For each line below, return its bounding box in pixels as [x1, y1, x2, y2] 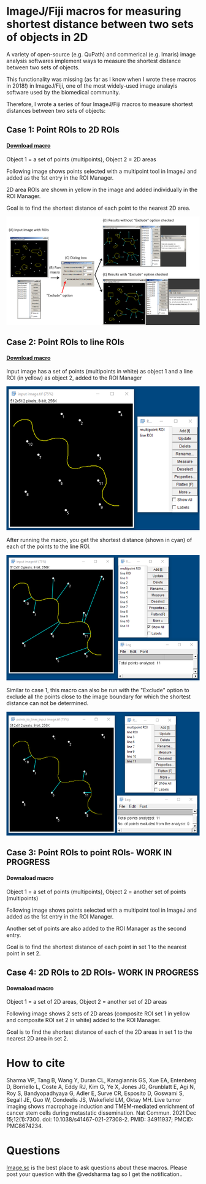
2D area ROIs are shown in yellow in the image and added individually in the [6, 186, 198, 193]
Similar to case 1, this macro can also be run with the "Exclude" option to [6, 687, 189, 694]
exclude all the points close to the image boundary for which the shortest [6, 693, 191, 700]
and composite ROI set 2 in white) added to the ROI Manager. [6, 1017, 161, 1024]
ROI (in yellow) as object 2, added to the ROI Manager [6, 374, 142, 381]
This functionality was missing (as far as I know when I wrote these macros [6, 75, 196, 83]
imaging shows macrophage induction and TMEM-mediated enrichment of [6, 1102, 195, 1110]
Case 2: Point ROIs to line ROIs [6, 337, 124, 348]
